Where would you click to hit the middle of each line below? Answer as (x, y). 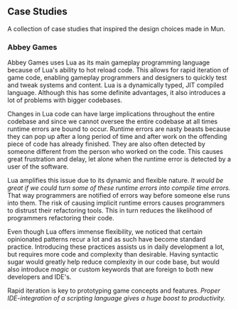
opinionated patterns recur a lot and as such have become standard (107, 240)
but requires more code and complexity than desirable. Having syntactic (113, 254)
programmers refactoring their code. (61, 218)
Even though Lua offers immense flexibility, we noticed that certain (105, 232)
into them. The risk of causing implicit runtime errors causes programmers (116, 203)
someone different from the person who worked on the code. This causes (115, 152)
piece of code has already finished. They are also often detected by (107, 144)
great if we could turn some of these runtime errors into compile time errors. (119, 188)
